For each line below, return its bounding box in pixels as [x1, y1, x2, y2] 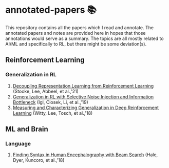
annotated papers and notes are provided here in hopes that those [5, 30, 146, 36]
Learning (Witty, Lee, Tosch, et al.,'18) [12, 110, 93, 116]
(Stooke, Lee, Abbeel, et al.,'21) [12, 88, 79, 94]
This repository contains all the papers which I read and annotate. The [5, 24, 154, 31]
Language [5, 140, 31, 147]
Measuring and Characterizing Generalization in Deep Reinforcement [12, 104, 159, 111]
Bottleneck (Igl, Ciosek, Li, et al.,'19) [12, 99, 88, 105]
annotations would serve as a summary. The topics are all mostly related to [5, 35, 164, 41]
